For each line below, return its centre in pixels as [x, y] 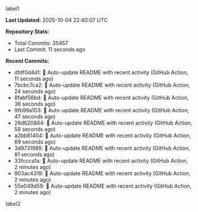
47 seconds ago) [35, 116]
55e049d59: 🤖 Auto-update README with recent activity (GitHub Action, [103, 186]
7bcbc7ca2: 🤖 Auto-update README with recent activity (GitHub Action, [102, 85]
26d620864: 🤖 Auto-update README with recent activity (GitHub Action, [103, 123]
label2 [13, 204]
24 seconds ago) [35, 91]
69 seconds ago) [35, 142]
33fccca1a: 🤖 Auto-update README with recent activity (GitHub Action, [101, 161]
